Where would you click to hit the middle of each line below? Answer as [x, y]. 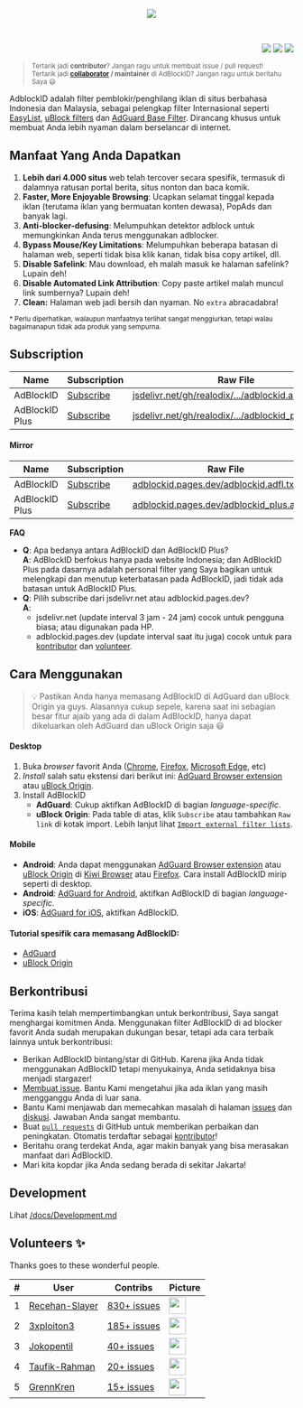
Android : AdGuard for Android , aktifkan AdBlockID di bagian [134, 893]
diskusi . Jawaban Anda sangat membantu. [101, 1117]
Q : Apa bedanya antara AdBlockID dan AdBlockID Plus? [125, 550]
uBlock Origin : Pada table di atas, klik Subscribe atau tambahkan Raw [163, 814]
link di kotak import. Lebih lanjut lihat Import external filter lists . [164, 824]
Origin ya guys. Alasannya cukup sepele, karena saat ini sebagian [153, 706]
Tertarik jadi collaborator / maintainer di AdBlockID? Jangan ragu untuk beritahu [156, 74]
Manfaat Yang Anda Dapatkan [95, 156]
